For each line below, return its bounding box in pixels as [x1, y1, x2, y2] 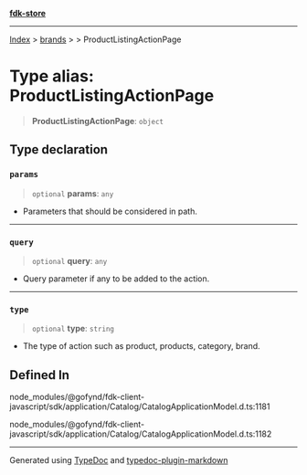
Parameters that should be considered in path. [22, 206, 198, 216]
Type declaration [9, 142, 108, 158]
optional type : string [31, 323, 114, 334]
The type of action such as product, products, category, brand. [22, 341, 260, 352]
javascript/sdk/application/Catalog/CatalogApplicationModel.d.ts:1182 [9, 428, 272, 439]
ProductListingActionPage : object [31, 115, 164, 126]
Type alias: [9, 66, 94, 87]
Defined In [9, 367, 70, 383]
